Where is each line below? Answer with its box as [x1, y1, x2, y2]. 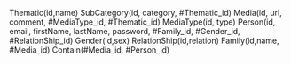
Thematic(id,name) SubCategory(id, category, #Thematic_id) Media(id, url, [9, 8, 282, 18]
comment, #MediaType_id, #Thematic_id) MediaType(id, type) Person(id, [9, 17, 276, 27]
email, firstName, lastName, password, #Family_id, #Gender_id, [9, 26, 241, 36]
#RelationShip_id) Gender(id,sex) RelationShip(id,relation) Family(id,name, [9, 35, 279, 46]
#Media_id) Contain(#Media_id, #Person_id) [9, 45, 170, 55]
